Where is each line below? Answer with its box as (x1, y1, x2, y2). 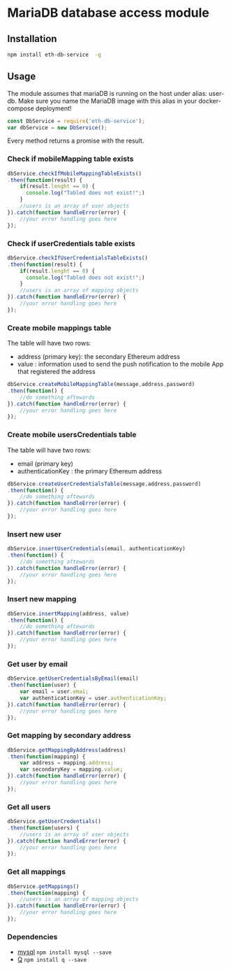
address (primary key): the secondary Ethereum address (17, 352, 180, 361)
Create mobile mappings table (7, 323, 112, 333)
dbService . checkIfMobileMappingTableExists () (7, 170, 142, 177)
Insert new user (7, 529, 61, 539)
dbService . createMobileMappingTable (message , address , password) (7, 381, 195, 388)
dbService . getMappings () (7, 883, 80, 890)
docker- (198, 97, 221, 105)
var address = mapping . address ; (20, 759, 114, 766)
